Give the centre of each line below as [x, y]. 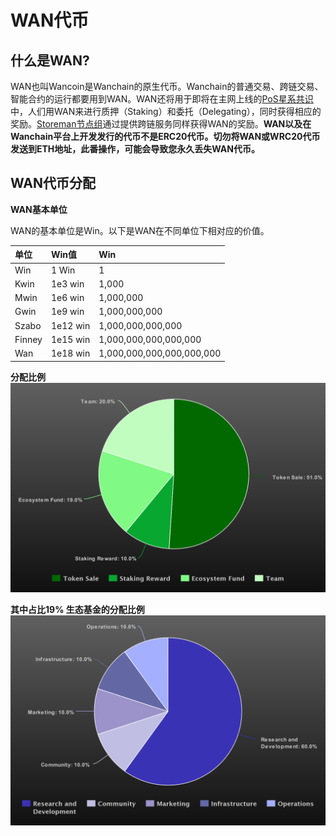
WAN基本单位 [39, 209]
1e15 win [70, 339]
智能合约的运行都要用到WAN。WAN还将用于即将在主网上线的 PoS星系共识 [162, 99]
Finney [28, 339]
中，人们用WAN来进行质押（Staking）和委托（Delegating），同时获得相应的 [166, 111]
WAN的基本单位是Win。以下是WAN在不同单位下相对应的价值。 [140, 230]
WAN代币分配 [53, 183]
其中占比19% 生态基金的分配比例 [77, 610]
